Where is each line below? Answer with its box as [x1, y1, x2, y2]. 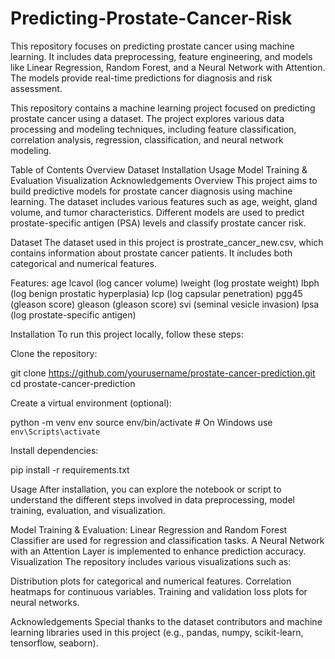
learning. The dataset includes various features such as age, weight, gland [10, 195, 318, 207]
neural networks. [10, 596, 80, 608]
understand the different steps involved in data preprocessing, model [10, 493, 295, 506]
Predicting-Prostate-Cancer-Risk [10, 7, 293, 30]
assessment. [10, 82, 63, 94]
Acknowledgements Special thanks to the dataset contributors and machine [10, 615, 323, 627]
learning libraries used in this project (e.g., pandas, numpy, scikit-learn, [10, 626, 304, 638]
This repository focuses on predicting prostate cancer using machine [10, 40, 295, 52]
